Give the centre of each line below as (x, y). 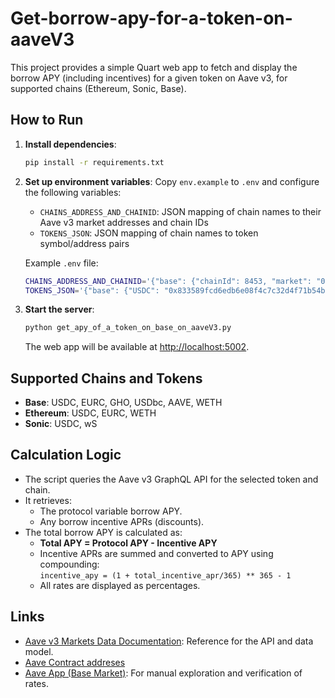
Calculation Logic (66, 455)
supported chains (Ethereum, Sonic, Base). (98, 88)
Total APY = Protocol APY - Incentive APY (128, 543)
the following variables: (73, 192)
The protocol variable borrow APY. (111, 511)
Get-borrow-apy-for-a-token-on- (151, 18)
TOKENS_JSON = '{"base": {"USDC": (92, 290)
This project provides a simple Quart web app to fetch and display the (154, 67)
